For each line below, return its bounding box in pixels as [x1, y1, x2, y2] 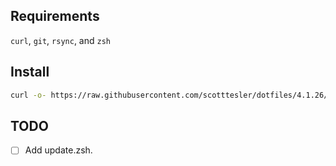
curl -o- [10, 90, 47, 100]
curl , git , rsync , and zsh [10, 34, 111, 46]
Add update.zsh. [24, 144, 93, 156]
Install [10, 64, 50, 81]
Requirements [10, 8, 100, 25]
